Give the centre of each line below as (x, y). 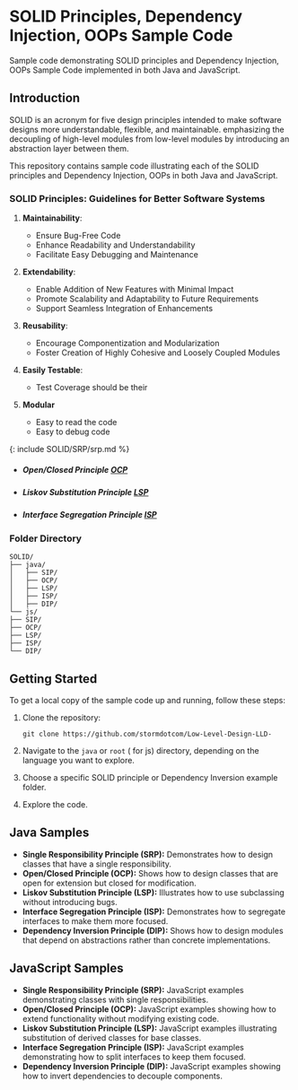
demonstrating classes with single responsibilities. (115, 999)
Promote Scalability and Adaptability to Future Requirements (147, 299)
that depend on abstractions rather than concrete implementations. (146, 940)
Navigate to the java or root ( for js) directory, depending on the (140, 750)
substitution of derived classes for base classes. (112, 1037)
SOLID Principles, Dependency (126, 17)
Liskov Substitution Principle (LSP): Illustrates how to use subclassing (153, 892)
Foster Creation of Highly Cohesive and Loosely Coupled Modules (158, 353)
